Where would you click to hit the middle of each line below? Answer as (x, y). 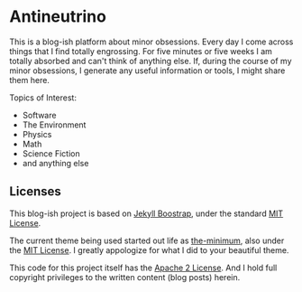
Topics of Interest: (43, 98)
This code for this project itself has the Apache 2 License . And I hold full (143, 268)
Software (39, 115)
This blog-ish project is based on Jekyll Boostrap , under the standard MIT (146, 213)
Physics (37, 134)
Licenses (35, 192)
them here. (29, 80)
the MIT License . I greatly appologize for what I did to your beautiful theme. (149, 250)
